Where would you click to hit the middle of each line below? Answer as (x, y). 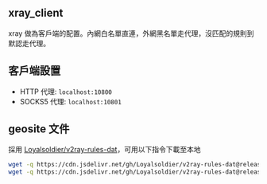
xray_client (36, 13)
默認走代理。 (29, 43)
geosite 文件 (39, 129)
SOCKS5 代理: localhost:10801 (70, 101)
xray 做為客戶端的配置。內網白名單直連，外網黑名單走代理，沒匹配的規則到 (131, 33)
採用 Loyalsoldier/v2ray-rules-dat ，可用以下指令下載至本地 (104, 150)
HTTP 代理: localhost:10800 (66, 92)
